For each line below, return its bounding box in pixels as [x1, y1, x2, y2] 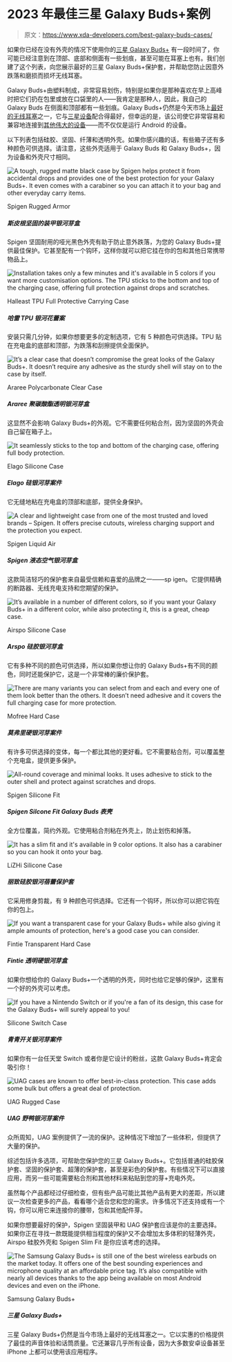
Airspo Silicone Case [7, 625, 67, 634]
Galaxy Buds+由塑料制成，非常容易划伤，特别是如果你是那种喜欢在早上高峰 [7, 86, 222, 94]
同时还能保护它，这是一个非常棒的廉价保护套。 [19, 670, 153, 678]
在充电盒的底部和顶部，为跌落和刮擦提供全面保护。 [7, 341, 153, 349]
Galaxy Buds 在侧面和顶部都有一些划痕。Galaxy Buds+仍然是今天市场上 [7, 103, 212, 112]
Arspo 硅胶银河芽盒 [7, 643, 64, 651]
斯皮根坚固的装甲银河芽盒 [7, 219, 80, 227]
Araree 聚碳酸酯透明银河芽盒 [7, 400, 90, 408]
